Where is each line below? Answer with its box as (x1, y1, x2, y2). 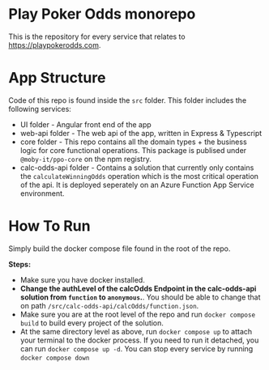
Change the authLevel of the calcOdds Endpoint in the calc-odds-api (19, 283, 257, 293)
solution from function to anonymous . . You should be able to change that (19, 292, 261, 302)
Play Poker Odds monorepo (8, 5, 196, 23)
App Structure (8, 69, 106, 87)
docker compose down (19, 354, 90, 362)
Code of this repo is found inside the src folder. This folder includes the (8, 95, 247, 105)
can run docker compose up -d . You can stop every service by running (19, 343, 254, 353)
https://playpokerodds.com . (8, 40, 101, 49)
